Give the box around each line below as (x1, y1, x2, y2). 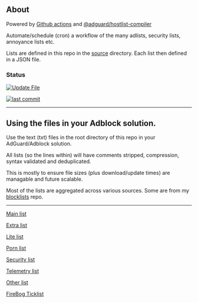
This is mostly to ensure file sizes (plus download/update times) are (6, 169, 170, 176)
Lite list (6, 233, 24, 240)
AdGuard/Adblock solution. (6, 140, 72, 147)
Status (6, 70, 25, 79)
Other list (6, 279, 28, 286)
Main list (6, 210, 27, 217)
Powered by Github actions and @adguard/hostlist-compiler (6, 20, 152, 27)
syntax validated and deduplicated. (6, 158, 91, 165)
